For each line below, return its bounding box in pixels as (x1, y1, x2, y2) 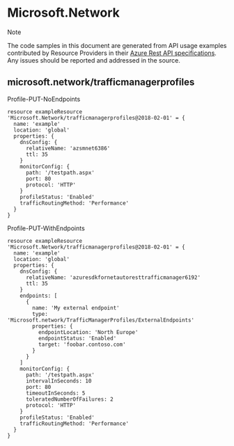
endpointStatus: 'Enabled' (38, 335, 117, 342)
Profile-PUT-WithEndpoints (7, 224, 85, 232)
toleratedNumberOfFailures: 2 (25, 395, 114, 403)
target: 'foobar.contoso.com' (38, 341, 127, 348)
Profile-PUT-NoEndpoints (7, 95, 81, 103)
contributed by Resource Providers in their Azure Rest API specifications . (7, 49, 217, 57)
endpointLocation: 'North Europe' (38, 328, 139, 335)
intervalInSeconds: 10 (25, 377, 92, 384)
